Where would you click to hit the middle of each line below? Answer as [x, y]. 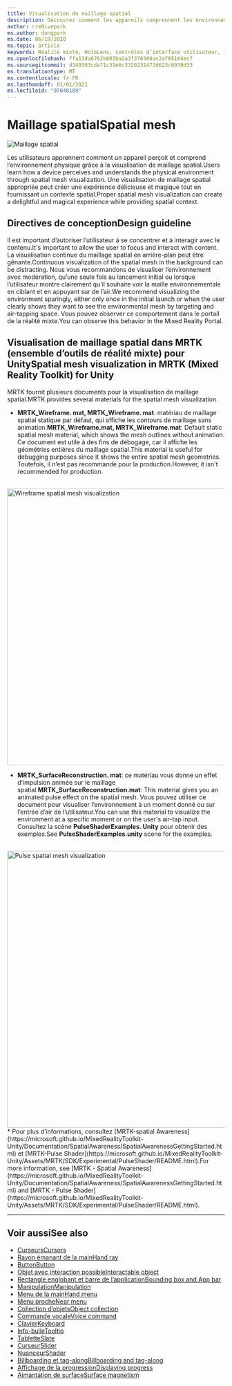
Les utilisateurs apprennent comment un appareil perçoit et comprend [107, 158]
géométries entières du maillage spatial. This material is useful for [110, 449]
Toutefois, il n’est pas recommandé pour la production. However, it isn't [117, 464]
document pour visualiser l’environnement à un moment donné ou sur [116, 804]
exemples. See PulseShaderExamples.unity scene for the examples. [115, 834]
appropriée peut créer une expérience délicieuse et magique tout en [104, 187]
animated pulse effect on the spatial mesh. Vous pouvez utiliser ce [112, 797]
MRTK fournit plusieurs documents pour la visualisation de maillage [103, 392]
